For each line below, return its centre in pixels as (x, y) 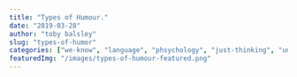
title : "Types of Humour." (59, 17)
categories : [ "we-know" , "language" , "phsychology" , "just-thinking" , (142, 50)
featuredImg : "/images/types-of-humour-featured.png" (110, 58)
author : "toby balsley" (53, 34)
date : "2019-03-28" (45, 26)
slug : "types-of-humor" (53, 42)
